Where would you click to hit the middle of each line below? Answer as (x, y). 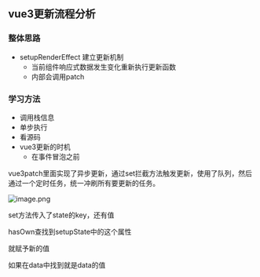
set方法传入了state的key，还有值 (61, 215)
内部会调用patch (58, 76)
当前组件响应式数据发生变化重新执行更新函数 (104, 67)
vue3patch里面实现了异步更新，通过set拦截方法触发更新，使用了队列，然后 (130, 173)
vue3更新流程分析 (52, 14)
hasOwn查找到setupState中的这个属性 (70, 231)
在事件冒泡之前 (55, 156)
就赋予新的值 (29, 248)
